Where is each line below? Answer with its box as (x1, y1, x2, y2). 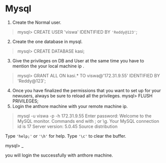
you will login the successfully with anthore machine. (5, 152, 113, 158)
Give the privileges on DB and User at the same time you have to (12, 57, 145, 63)
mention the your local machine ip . (12, 63, 84, 69)
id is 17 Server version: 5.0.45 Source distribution (17, 123, 118, 129)
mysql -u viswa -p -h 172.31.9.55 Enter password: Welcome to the (17, 112, 152, 119)
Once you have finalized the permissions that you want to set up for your (12, 87, 161, 93)
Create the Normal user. (12, 19, 61, 25)
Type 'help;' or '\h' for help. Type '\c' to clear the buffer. (5, 133, 126, 139)
